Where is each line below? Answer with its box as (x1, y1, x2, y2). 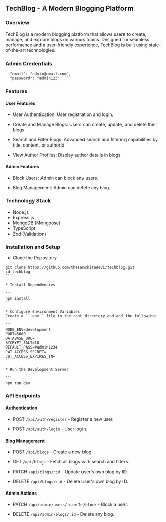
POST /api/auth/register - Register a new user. (12, 416, 114, 422)
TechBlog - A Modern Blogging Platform (5, 4, 134, 13)
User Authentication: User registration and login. (12, 111, 114, 118)
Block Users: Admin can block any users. (12, 175, 99, 181)
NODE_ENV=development (5, 327, 51, 332)
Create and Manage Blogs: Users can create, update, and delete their (12, 122, 158, 128)
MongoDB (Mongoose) (12, 220, 61, 226)
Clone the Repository (12, 254, 57, 261)
